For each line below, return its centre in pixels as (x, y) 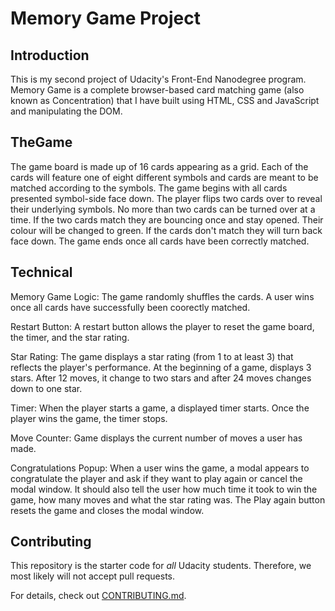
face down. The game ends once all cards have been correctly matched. (160, 241)
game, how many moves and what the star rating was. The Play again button (168, 499)
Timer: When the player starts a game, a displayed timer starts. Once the (160, 408)
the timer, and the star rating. (70, 337)
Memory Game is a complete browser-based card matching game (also (157, 90)
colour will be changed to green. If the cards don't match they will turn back (166, 230)
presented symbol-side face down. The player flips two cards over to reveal (166, 198)
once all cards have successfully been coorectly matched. (130, 307)
